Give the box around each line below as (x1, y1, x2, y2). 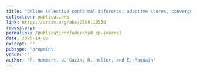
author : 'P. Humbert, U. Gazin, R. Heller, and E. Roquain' (6, 57, 157, 63)
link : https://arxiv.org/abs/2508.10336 (6, 19, 107, 25)
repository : (6, 24, 35, 31)
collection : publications (6, 14, 69, 20)
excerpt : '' (6, 41, 35, 47)
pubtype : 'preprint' (6, 46, 57, 52)
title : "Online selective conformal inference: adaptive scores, (6, 8, 169, 15)
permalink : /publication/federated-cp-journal (6, 30, 122, 36)
